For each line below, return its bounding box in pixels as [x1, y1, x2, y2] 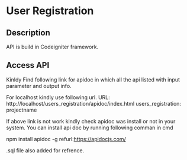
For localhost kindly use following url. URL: [6, 93, 111, 101]
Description [6, 28, 50, 38]
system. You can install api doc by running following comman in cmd [6, 124, 173, 131]
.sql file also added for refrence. [6, 146, 85, 154]
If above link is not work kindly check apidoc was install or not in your [6, 117, 176, 125]
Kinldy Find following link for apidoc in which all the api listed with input [6, 76, 180, 83]
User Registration [6, 4, 94, 18]
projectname [6, 106, 37, 113]
